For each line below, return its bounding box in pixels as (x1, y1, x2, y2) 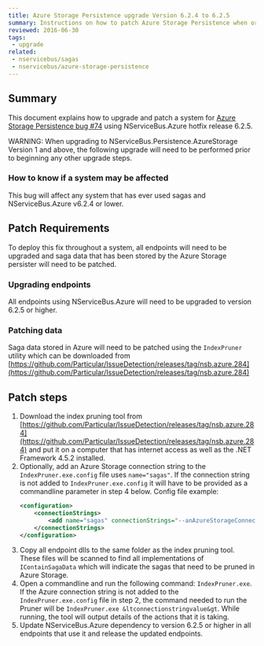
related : (8, 48, 37, 56)
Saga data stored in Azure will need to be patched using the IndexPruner (8, 343, 243, 353)
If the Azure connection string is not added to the (19, 587, 179, 596)
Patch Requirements (8, 222, 110, 235)
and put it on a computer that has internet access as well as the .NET (28, 445, 252, 455)
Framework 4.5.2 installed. (19, 453, 106, 463)
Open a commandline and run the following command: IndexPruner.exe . (19, 579, 253, 589)
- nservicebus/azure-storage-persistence (11, 63, 149, 71)
